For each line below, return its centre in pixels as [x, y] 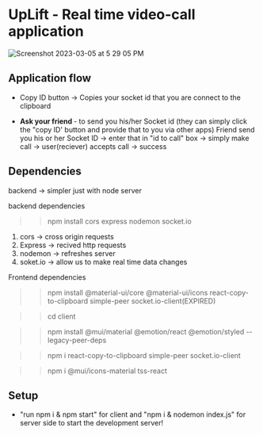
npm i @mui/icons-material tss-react [107, 371]
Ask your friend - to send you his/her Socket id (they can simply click [133, 121]
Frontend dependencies [47, 277]
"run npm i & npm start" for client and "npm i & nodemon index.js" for [133, 414]
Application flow [50, 78]
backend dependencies [47, 206]
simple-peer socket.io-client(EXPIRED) [153, 301]
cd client [61, 316]
